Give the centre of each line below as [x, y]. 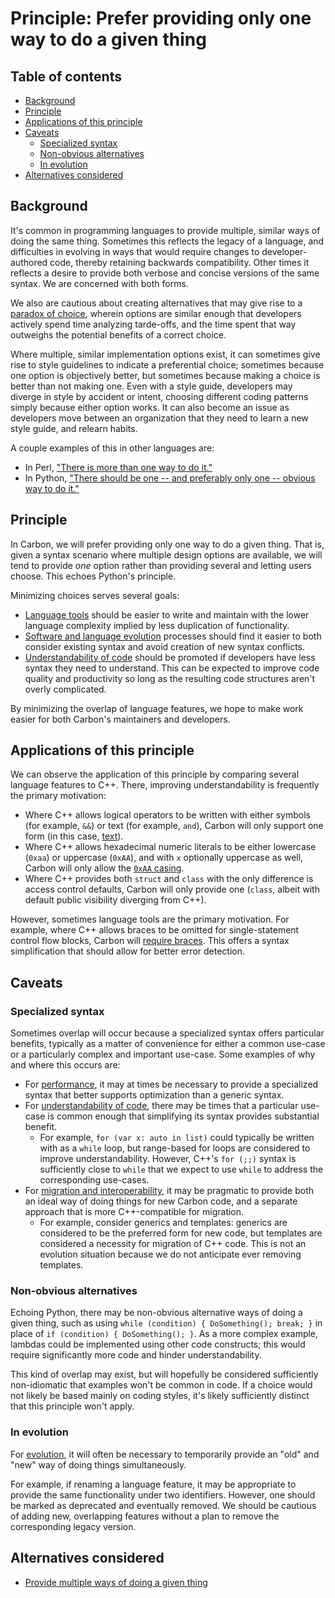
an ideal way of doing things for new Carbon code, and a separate [161, 1201]
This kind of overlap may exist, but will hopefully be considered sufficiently [164, 1374]
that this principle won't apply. [72, 1406]
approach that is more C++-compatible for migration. [134, 1212]
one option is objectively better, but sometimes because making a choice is [165, 375]
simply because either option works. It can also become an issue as [150, 407]
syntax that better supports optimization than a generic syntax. [154, 1095]
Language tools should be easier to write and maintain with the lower [167, 614]
